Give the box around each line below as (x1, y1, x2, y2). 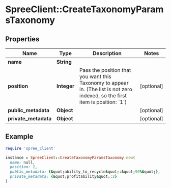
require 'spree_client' (5, 146, 56, 151)
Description (92, 50, 122, 57)
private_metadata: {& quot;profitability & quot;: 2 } (10, 174, 117, 179)
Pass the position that (79, 67, 131, 73)
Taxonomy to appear (79, 79, 129, 86)
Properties (5, 35, 40, 43)
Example (5, 132, 34, 141)
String (56, 59, 72, 65)
